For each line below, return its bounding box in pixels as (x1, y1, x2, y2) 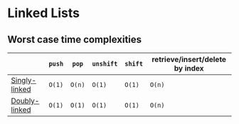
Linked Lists (7, 5, 80, 21)
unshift (92, 60, 118, 68)
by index (174, 63, 204, 73)
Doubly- (11, 96, 40, 105)
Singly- (11, 76, 37, 85)
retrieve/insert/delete (152, 55, 226, 64)
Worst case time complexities (7, 33, 142, 46)
